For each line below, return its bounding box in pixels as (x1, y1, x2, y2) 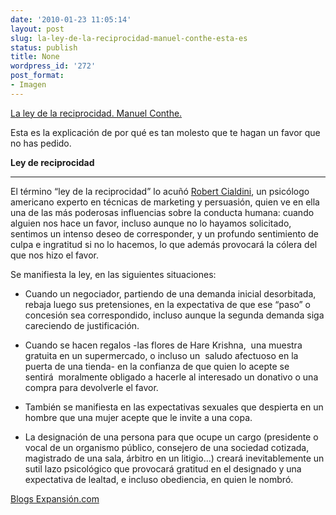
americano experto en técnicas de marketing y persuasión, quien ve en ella (10, 196, 320, 208)
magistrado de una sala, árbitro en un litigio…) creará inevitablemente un (24, 452, 325, 464)
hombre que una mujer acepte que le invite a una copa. (24, 411, 253, 423)
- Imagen (10, 80, 47, 90)
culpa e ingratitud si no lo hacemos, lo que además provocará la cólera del (10, 238, 318, 250)
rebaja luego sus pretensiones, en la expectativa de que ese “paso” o (24, 298, 311, 310)
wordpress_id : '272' (10, 61, 97, 71)
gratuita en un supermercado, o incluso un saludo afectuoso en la (24, 349, 299, 361)
